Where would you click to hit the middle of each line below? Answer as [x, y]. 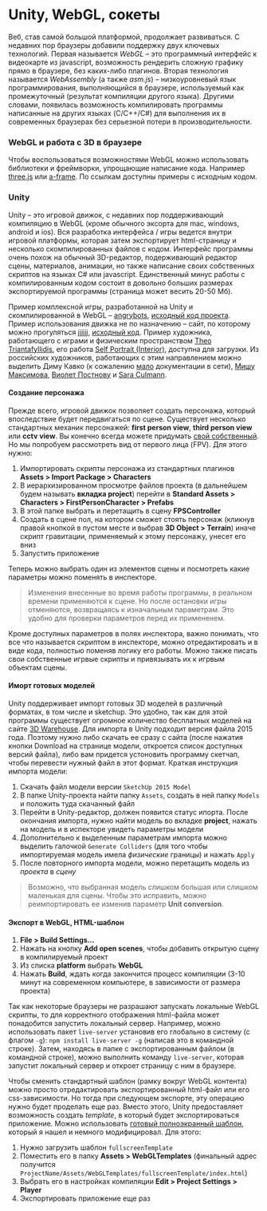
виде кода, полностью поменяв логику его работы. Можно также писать [133, 650]
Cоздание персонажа [47, 393]
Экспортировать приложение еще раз [85, 1198]
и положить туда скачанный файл [77, 803]
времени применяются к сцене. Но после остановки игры [127, 601]
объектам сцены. [38, 667]
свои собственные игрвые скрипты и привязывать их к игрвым [116, 659]
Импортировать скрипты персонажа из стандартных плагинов [127, 468]
